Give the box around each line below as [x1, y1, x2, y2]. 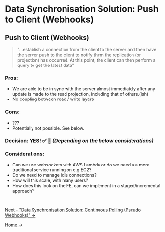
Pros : [5, 74, 18, 81]
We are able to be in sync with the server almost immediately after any [12, 86, 155, 92]
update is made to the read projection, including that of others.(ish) [12, 91, 149, 97]
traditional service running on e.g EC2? [12, 166, 92, 173]
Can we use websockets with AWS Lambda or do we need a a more [12, 162, 150, 167]
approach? [12, 188, 34, 194]
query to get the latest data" [17, 63, 75, 68]
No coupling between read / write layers [12, 96, 94, 102]
